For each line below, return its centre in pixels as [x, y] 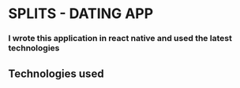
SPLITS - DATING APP [81, 14]
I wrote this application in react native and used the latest [120, 38]
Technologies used [56, 73]
